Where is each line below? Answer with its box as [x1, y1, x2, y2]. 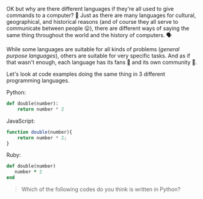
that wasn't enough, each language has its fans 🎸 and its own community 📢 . [6, 59, 197, 66]
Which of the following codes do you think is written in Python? [21, 186, 181, 193]
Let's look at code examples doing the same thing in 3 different [6, 70, 166, 78]
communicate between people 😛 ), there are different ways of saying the [6, 24, 190, 32]
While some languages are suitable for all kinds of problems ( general [6, 46, 180, 52]
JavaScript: [6, 117, 35, 125]
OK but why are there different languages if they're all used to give [6, 5, 174, 12]
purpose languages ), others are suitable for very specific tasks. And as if [6, 52, 191, 59]
